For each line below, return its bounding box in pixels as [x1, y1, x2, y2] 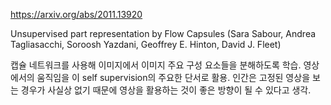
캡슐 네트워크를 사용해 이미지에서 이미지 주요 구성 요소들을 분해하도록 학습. [10, 59, 302, 71]
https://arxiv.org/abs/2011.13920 [10, 9, 143, 20]
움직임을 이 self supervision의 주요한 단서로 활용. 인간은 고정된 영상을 [36, 72, 311, 83]
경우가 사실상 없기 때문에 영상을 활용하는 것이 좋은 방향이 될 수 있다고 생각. [20, 84, 312, 96]
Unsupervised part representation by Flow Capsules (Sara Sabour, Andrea [10, 28, 317, 39]
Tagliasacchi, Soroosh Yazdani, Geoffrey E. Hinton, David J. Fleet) [10, 39, 282, 50]
